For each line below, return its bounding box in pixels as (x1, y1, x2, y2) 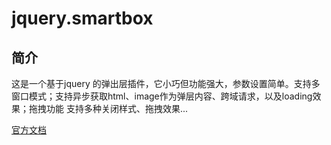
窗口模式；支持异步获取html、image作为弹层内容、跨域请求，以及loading (11, 90, 313, 102)
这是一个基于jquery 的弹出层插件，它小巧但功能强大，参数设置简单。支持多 (11, 78, 321, 89)
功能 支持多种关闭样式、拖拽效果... (45, 103, 189, 114)
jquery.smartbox (11, 7, 154, 30)
